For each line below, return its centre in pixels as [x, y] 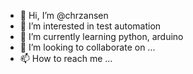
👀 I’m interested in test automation [90, 26]
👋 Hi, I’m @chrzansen [64, 15]
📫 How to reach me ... [66, 58]
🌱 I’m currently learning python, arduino [101, 36]
